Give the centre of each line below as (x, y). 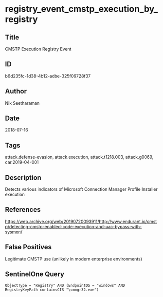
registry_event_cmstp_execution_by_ (81, 9)
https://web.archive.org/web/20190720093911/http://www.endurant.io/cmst (81, 221)
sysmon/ (14, 232)
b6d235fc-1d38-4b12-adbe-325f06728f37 (48, 76)
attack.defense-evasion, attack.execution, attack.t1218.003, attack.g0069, (79, 157)
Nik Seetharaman (22, 103)
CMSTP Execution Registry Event (38, 49)
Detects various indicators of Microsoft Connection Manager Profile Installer (81, 189)
